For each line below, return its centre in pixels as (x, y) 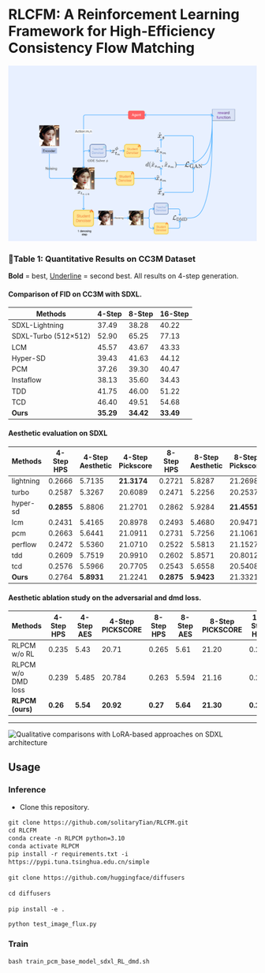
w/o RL (23, 654)
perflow (24, 544)
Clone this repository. (54, 807)
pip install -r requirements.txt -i (68, 854)
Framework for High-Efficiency (112, 31)
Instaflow (26, 380)
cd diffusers (30, 893)
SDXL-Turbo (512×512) (51, 336)
